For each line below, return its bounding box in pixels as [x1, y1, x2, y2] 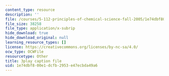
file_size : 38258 [5, 21, 42, 26]
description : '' [5, 12, 39, 17]
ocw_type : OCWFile [5, 49, 44, 54]
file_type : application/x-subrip [5, 26, 75, 31]
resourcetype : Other [5, 53, 49, 59]
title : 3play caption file [5, 58, 62, 63]
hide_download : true [5, 30, 49, 35]
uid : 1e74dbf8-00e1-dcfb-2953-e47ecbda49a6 [5, 63, 98, 68]
